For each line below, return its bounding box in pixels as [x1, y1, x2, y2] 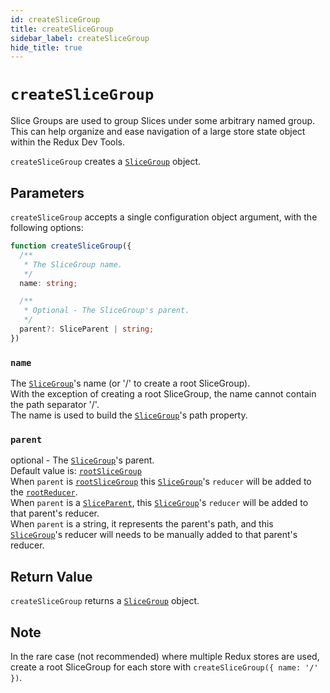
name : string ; [19, 278, 78, 288]
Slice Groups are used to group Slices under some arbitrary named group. [10, 115, 316, 127]
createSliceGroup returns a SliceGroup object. [10, 595, 200, 607]
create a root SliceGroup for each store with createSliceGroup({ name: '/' [10, 661, 319, 673]
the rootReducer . [10, 486, 78, 498]
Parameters [10, 184, 85, 201]
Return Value [10, 568, 93, 585]
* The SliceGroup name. [23, 259, 123, 270]
